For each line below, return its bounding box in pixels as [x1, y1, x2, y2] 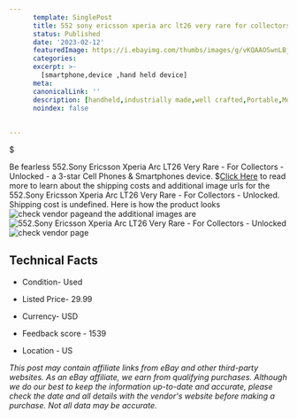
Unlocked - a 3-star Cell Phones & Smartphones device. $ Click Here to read [9, 171, 286, 182]
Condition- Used [21, 276, 83, 287]
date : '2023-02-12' [32, 37, 104, 47]
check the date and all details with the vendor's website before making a [9, 391, 276, 401]
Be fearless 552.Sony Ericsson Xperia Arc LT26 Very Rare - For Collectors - [9, 161, 285, 172]
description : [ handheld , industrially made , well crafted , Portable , [32, 95, 283, 105]
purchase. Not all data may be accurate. [9, 400, 157, 410]
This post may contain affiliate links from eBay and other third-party [9, 362, 259, 373]
